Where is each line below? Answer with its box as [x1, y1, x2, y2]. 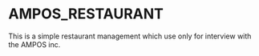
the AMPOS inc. [8, 39, 61, 49]
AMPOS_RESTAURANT [8, 5, 164, 23]
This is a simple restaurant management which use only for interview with [8, 31, 252, 41]
